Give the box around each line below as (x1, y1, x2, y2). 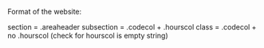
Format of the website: (7, 7, 82, 16)
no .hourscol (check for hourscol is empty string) (7, 31, 168, 40)
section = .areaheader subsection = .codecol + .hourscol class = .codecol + (7, 22, 257, 31)
